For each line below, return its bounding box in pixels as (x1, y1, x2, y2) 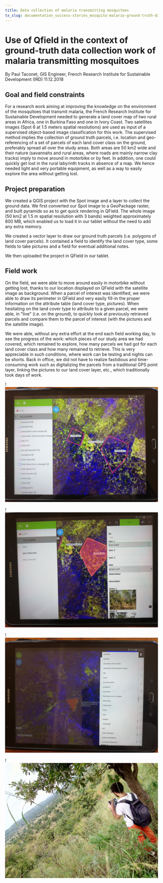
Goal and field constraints (5, 91, 85, 99)
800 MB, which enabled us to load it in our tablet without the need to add (5, 219, 151, 224)
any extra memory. (5, 224, 43, 230)
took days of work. (5, 372, 43, 378)
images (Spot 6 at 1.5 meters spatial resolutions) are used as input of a (5, 124, 146, 130)
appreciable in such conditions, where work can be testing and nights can (5, 351, 153, 357)
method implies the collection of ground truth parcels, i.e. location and (5, 134, 146, 141)
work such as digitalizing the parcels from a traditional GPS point (28, 362, 158, 368)
